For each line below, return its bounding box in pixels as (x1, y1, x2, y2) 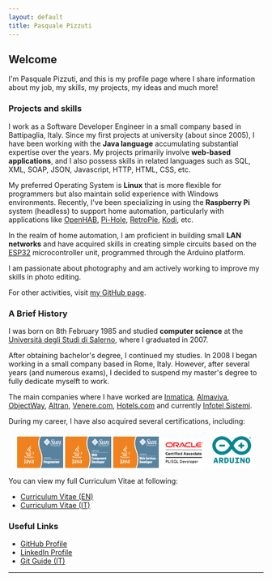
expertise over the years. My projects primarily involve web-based (8, 147, 232, 157)
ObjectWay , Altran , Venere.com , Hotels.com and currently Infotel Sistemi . (8, 400, 253, 410)
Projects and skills (8, 103, 83, 114)
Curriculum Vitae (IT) (19, 500, 91, 510)
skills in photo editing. (8, 271, 82, 281)
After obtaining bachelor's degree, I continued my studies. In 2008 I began (8, 350, 257, 360)
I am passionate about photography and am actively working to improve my (8, 263, 260, 273)
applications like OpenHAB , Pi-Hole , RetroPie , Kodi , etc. (8, 215, 194, 224)
